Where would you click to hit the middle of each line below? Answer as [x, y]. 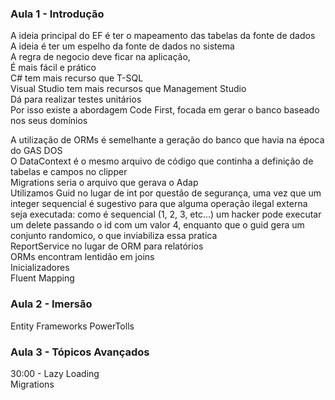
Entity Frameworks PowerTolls [72, 326]
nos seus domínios [49, 121]
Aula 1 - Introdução [57, 14]
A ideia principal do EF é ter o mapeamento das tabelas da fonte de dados [163, 36]
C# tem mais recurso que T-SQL [77, 78]
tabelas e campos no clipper [69, 172]
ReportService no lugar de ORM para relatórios [107, 246]
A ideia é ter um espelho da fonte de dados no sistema [122, 46]
